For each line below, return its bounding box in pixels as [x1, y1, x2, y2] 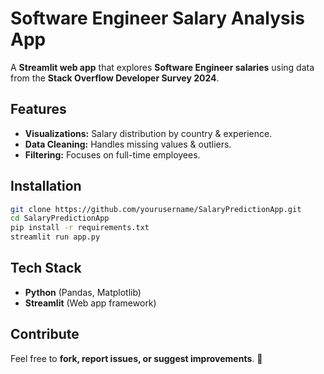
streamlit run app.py [10, 232, 101, 242]
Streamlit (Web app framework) [24, 297, 157, 309]
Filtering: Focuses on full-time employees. [24, 148, 201, 161]
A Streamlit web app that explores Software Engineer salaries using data [10, 61, 315, 73]
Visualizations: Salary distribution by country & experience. [24, 127, 273, 139]
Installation [10, 178, 82, 195]
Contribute [10, 326, 80, 343]
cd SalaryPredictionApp [10, 213, 110, 224]
